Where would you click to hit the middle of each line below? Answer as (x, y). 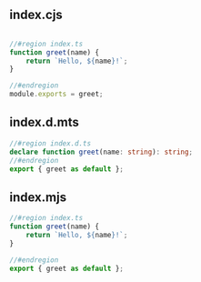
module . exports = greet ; (56, 95)
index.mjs (38, 197)
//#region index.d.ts (50, 143)
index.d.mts (45, 122)
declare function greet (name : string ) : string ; (101, 152)
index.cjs (36, 15)
